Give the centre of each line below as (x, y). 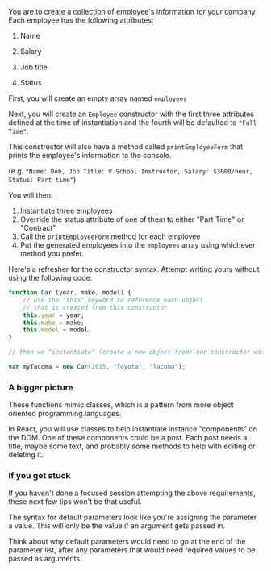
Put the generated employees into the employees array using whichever (138, 245)
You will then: (31, 195)
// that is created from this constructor (95, 307)
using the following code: (50, 278)
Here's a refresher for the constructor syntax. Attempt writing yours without (134, 269)
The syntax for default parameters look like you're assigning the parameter (133, 517)
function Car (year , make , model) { (70, 293)
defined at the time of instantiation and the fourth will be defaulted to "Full (133, 123)
